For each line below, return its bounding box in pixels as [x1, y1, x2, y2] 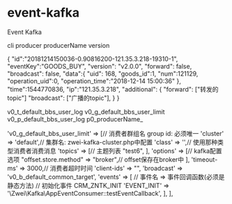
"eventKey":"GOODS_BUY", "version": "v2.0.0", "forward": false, [7, 62, 192, 70]
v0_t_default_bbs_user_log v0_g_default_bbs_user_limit [7, 108, 165, 116]
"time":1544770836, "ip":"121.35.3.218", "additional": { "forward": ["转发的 [7, 85, 219, 93]
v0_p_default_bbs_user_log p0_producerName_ [7, 114, 144, 123]
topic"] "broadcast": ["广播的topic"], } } [7, 94, 120, 102]
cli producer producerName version [7, 41, 110, 49]
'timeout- [191, 155, 218, 164]
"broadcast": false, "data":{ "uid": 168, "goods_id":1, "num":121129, [7, 69, 199, 78]
